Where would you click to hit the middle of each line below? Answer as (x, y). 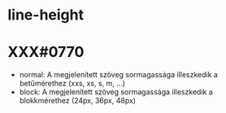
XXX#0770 (46, 52)
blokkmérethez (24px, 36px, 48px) (77, 101)
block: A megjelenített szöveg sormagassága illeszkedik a (116, 92)
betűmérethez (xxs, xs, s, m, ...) (72, 84)
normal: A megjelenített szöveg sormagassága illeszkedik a (119, 75)
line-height (46, 15)
